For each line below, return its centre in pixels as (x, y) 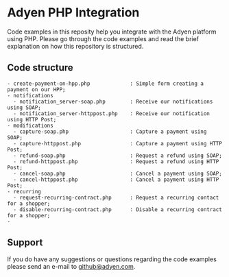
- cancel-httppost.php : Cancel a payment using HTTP (116, 180)
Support (25, 242)
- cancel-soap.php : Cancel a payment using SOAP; (118, 173)
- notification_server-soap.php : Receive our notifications (113, 101)
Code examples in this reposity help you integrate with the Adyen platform (112, 32)
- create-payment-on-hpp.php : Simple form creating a (106, 84)
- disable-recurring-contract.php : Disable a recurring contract (118, 209)
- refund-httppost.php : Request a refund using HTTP (116, 161)
